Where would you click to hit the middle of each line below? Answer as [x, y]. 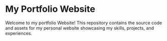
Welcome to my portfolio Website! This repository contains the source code [84, 23]
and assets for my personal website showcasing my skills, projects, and [80, 28]
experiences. [19, 33]
